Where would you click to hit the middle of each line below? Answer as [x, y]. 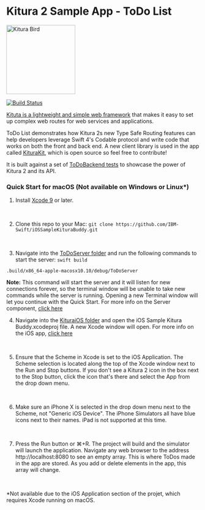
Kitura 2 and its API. [31, 171]
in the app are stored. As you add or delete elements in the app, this [101, 463]
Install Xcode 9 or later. [44, 200]
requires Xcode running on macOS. [50, 500]
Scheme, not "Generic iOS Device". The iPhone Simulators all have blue [105, 414]
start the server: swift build [51, 260]
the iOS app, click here [44, 333]
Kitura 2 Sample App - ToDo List [89, 11]
